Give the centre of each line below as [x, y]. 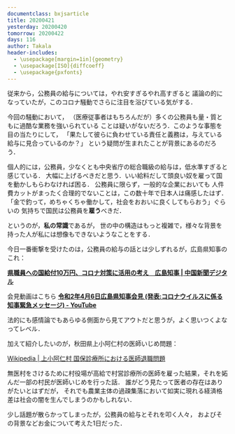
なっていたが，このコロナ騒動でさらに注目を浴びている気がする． [102, 101]
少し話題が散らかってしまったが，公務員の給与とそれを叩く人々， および [112, 414]
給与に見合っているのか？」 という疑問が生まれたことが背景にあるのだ [109, 143]
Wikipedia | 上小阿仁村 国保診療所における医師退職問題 [86, 358]
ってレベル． [26, 328]
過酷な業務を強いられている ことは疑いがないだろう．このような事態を [121, 125]
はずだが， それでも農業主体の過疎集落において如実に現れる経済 [124, 391]
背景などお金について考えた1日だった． [70, 423]
